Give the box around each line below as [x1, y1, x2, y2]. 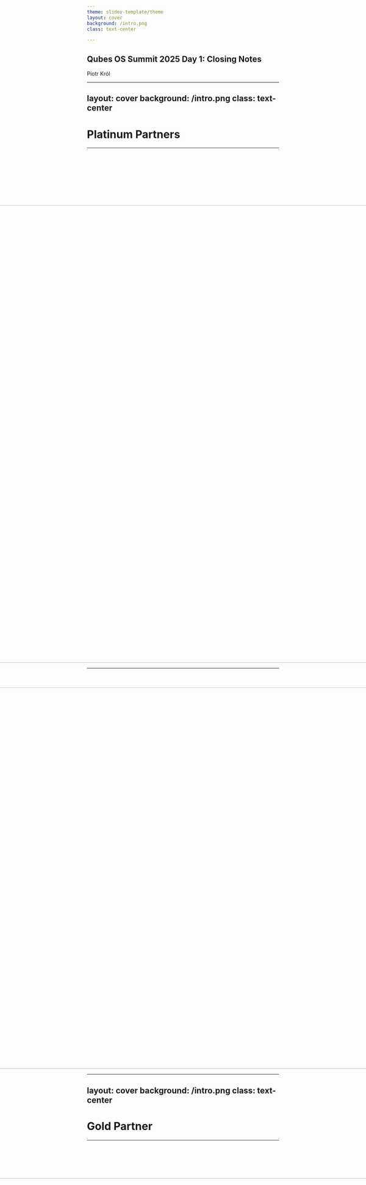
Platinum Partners [87, 127, 181, 141]
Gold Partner [87, 1119, 152, 1133]
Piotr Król [87, 70, 110, 77]
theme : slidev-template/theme [87, 9, 164, 15]
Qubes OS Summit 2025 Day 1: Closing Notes [87, 54, 262, 64]
